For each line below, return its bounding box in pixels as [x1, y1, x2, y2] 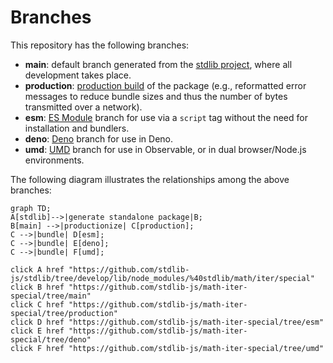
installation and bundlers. [24, 122, 130, 134]
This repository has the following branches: [10, 39, 190, 51]
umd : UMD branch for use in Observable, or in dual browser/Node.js [24, 143, 307, 155]
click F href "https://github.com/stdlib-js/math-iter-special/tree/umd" [10, 343, 325, 353]
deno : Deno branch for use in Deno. [24, 132, 174, 145]
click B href [10, 282, 65, 292]
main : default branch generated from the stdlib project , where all [24, 58, 293, 70]
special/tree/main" [10, 291, 92, 301]
